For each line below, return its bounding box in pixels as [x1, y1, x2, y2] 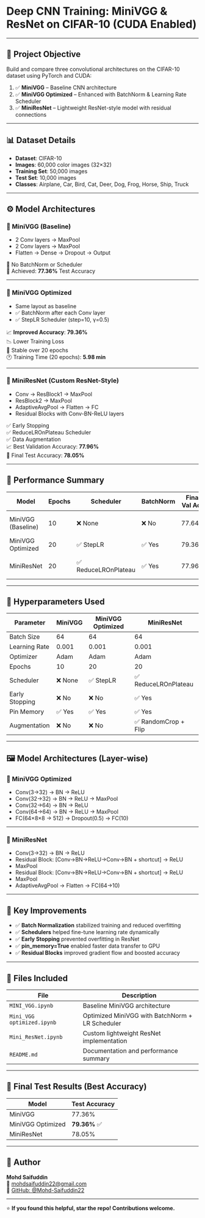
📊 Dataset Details [6, 135, 76, 146]
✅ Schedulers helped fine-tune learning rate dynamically [15, 929, 160, 936]
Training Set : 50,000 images [15, 167, 88, 175]
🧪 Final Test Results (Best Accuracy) [6, 1082, 147, 1092]
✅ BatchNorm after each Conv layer [15, 309, 106, 316]
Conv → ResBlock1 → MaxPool [15, 390, 93, 398]
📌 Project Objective [6, 49, 81, 59]
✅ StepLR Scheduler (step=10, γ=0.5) [15, 316, 110, 323]
